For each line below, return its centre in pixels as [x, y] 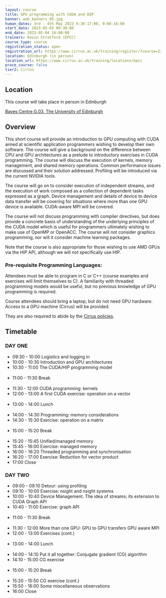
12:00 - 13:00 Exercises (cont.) [43, 533]
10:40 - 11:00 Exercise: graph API [46, 507]
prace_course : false [26, 65]
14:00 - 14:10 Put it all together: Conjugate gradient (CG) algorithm [80, 554]
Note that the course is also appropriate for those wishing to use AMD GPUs [83, 247]
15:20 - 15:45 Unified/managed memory [53, 441]
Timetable [21, 332]
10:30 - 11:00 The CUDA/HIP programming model [62, 367]
